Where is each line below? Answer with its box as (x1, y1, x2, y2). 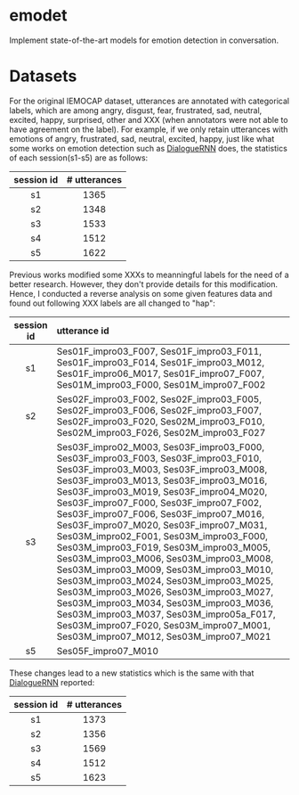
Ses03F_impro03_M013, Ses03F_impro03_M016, (56, 474, 268, 487)
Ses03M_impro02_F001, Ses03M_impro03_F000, (56, 529, 269, 542)
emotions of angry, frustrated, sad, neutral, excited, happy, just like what (9, 133, 275, 143)
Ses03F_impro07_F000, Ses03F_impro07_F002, (56, 496, 263, 509)
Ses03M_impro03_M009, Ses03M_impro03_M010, (56, 563, 274, 576)
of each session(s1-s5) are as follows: (9, 152, 149, 163)
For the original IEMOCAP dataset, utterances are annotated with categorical (9, 95, 290, 106)
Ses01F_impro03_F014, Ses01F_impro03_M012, (56, 356, 265, 368)
